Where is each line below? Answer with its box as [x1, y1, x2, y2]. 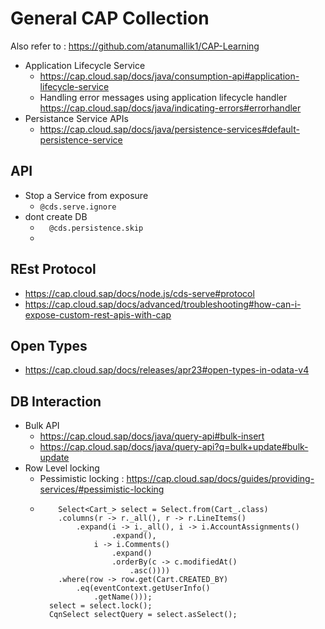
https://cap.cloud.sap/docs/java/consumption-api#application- [39, 70, 300, 82]
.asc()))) [129, 566, 171, 576]
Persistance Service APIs [24, 112, 129, 124]
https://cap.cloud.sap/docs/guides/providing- [126, 473, 315, 485]
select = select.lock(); [48, 601, 153, 611]
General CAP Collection [10, 7, 210, 30]
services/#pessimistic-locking [39, 483, 165, 496]
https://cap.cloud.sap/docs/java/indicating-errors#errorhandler [39, 102, 302, 114]
